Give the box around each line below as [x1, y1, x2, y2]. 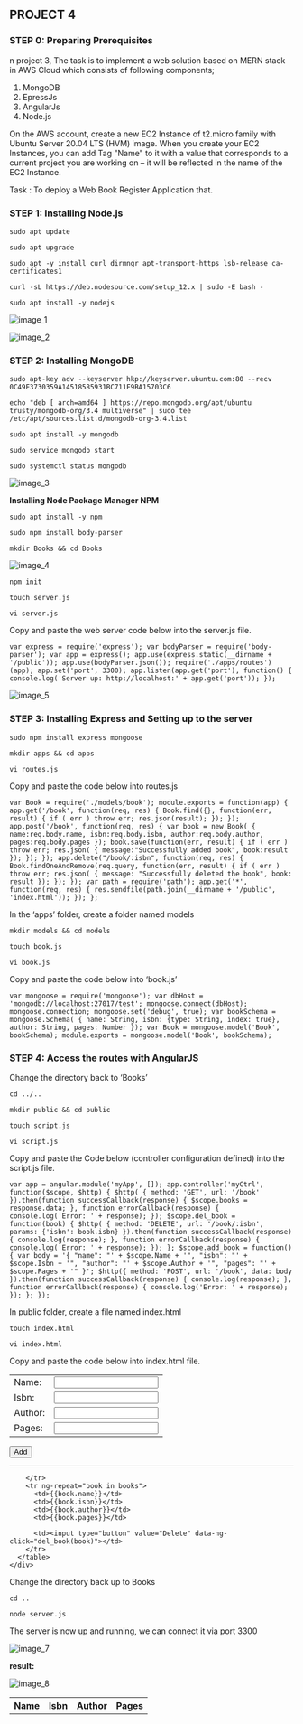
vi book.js [9, 958, 50, 967]
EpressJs [22, 91, 58, 102]
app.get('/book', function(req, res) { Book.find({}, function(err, [9, 806, 272, 815]
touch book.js [9, 942, 63, 951]
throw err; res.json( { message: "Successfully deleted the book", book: [9, 869, 293, 878]
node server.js [9, 1609, 67, 1618]
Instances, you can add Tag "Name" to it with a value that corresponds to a [9, 147, 289, 158]
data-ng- [195, 1529, 228, 1538]
